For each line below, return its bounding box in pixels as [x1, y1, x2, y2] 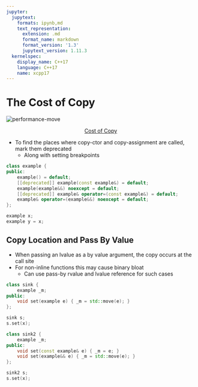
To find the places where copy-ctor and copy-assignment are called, [14, 139, 185, 146]
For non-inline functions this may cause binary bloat [14, 264, 144, 271]
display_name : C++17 [17, 59, 68, 65]
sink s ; [6, 315, 26, 321]
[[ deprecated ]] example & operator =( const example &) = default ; [17, 191, 179, 197]
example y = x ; [6, 219, 44, 225]
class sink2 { [6, 331, 42, 337]
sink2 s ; [6, 370, 28, 376]
